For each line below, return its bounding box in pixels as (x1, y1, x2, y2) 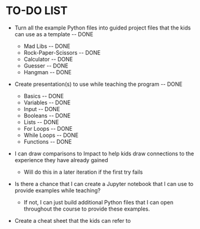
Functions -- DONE (23, 138, 72, 145)
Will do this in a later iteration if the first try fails (23, 168, 143, 176)
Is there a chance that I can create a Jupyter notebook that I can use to (14, 180, 194, 187)
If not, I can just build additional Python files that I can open (23, 198, 174, 206)
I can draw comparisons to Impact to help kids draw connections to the (14, 150, 194, 157)
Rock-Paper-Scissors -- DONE (23, 49, 101, 56)
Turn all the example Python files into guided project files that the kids (14, 24, 191, 31)
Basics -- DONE (23, 92, 64, 99)
